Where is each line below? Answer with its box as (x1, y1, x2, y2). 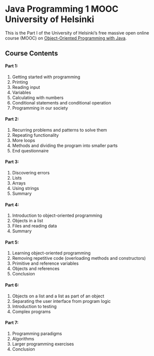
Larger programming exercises (12, 341, 74, 347)
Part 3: (5, 159, 19, 165)
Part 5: (5, 239, 19, 245)
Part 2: (5, 116, 19, 122)
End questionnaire (12, 147, 49, 153)
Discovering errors (12, 169, 50, 175)
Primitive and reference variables (12, 260, 79, 267)
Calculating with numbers (12, 94, 64, 101)
